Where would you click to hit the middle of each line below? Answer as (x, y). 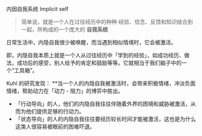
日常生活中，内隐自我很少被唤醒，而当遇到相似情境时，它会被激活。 (91, 42)
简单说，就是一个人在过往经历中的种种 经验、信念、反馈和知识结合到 (107, 22)
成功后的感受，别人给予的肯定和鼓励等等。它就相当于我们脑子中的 (99, 63)
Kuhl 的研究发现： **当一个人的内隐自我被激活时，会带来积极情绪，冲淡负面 (101, 83)
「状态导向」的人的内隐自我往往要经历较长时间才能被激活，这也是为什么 (105, 119)
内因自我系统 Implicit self (37, 9)
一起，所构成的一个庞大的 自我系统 (64, 29)
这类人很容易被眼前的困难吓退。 (55, 127)
